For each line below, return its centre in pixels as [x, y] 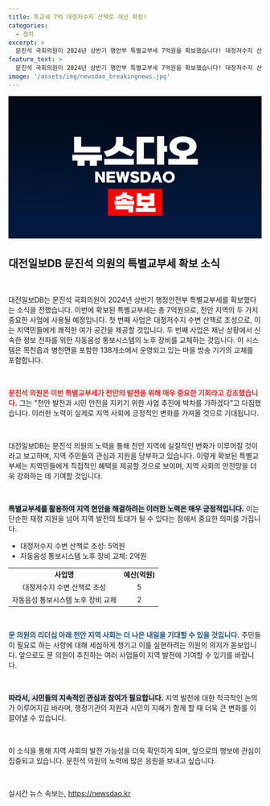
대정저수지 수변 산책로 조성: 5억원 [73, 546]
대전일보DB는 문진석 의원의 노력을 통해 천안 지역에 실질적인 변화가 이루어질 [126, 446]
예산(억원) [139, 574]
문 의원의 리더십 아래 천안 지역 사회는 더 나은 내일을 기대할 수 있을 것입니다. [124, 634]
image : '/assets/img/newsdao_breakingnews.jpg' [90, 76]
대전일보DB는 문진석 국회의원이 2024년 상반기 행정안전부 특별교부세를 [119, 300]
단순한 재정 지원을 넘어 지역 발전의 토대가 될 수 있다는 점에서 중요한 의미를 [124, 519]
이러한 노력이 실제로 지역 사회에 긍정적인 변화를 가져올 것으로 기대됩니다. [145, 413]
